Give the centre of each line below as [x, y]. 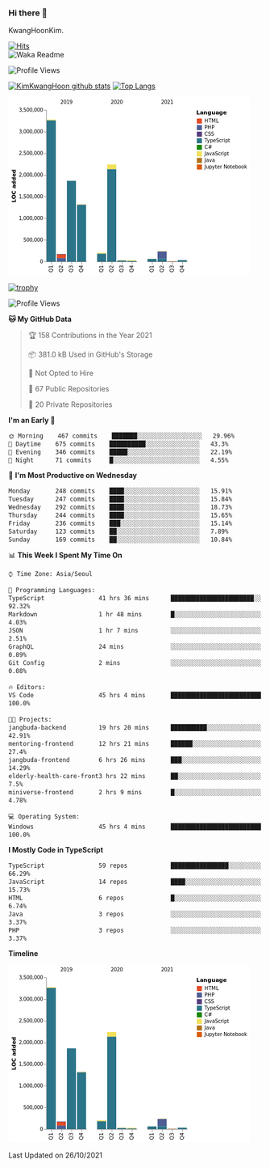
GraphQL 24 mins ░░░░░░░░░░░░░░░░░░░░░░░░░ [135, 647]
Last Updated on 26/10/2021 [56, 1155]
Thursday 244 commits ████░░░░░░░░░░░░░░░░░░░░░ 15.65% [120, 516]
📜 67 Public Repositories [69, 389]
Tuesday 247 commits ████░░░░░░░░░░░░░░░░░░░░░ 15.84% [120, 499]
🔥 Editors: [27, 688]
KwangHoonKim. [36, 31]
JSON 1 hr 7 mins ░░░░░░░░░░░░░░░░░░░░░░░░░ [135, 631]
